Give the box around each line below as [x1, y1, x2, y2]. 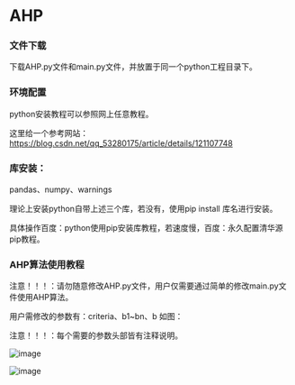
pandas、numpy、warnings [9, 184, 112, 195]
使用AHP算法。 [16, 292, 74, 303]
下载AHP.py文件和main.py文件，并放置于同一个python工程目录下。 [9, 61, 258, 72]
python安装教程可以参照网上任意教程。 [9, 108, 154, 119]
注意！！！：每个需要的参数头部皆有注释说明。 [9, 330, 183, 341]
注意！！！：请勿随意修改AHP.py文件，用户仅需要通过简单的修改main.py [9, 280, 279, 291]
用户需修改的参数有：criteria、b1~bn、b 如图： [9, 311, 183, 322]
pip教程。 [9, 234, 45, 244]
